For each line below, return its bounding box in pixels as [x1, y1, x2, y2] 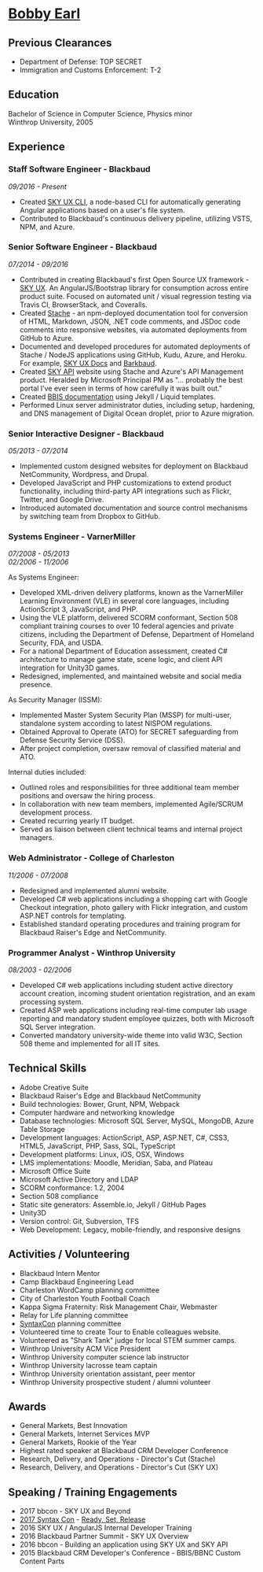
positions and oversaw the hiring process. [19, 791, 155, 801]
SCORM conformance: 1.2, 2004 [19, 1182, 125, 1193]
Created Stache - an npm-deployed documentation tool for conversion [19, 308, 249, 317]
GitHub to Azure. [19, 333, 75, 342]
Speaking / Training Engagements [8, 1485, 178, 1499]
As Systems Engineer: [8, 572, 79, 583]
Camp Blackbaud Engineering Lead [19, 1277, 134, 1286]
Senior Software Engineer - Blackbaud [8, 242, 157, 253]
